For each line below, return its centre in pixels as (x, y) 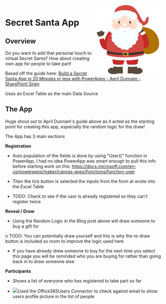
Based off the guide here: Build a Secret (46, 73)
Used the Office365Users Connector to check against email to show (87, 291)
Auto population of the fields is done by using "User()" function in (80, 155)
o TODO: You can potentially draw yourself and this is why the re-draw (78, 236)
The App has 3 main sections (35, 136)
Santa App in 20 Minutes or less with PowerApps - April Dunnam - (73, 79)
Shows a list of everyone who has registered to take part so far (77, 281)
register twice (26, 201)
